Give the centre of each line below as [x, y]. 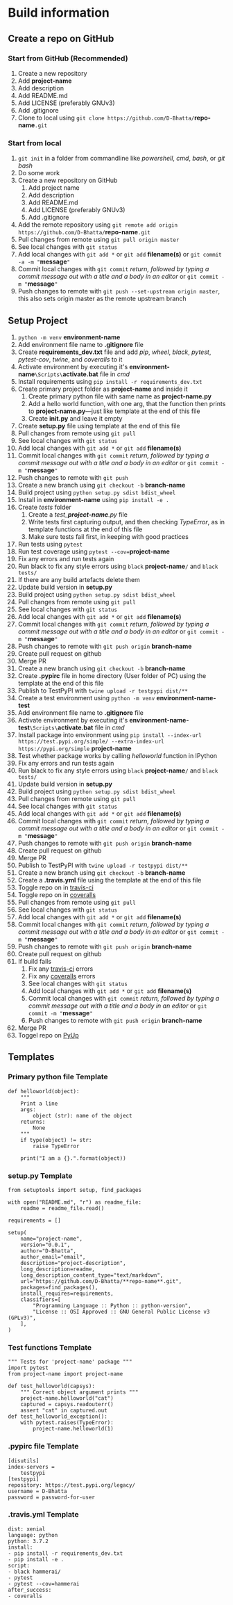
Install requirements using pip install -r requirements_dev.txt [110, 381]
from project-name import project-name [66, 1374]
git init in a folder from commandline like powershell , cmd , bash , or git [121, 159]
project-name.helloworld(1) [73, 1429]
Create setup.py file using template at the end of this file [99, 426]
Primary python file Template [58, 1077]
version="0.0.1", [45, 1245]
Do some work [39, 173]
